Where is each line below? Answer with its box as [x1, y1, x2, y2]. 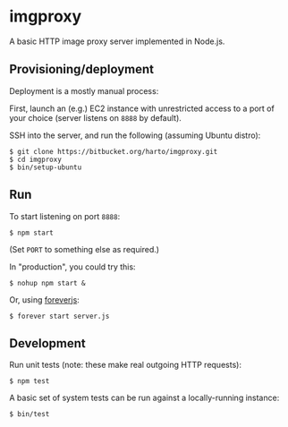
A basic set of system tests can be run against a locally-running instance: [9, 392, 280, 404]
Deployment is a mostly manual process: [9, 85, 159, 96]
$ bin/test [9, 410, 50, 419]
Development [9, 336, 87, 351]
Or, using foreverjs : [9, 294, 80, 305]
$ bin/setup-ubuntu [9, 163, 82, 172]
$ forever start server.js [9, 312, 110, 320]
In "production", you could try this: [9, 261, 136, 272]
